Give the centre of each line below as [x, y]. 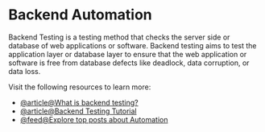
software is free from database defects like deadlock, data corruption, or [129, 63]
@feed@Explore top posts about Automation [94, 119]
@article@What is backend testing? [79, 102]
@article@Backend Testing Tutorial [78, 111]
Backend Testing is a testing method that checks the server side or [119, 37]
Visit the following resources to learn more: [80, 87]
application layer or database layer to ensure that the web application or [128, 54]
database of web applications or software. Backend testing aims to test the [132, 45]
